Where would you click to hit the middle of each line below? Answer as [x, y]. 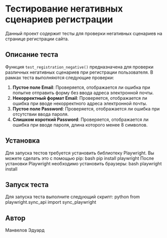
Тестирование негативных [64, 9]
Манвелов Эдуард [25, 230]
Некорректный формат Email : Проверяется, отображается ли [80, 98]
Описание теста [32, 55]
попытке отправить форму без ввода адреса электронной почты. [83, 93]
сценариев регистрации [59, 19]
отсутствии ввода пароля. [40, 114]
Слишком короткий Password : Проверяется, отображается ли [80, 120]
